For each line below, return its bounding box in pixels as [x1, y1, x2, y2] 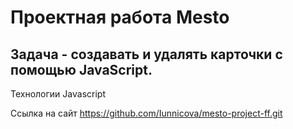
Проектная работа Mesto [10, 6, 230, 29]
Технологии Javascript [10, 88, 106, 100]
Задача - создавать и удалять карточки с [10, 46, 283, 63]
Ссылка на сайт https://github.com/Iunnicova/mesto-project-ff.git [10, 107, 283, 119]
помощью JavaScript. [10, 61, 153, 78]
